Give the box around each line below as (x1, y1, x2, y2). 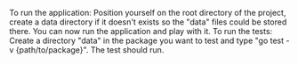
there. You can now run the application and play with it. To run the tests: (9, 26, 273, 36)
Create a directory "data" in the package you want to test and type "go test (9, 35, 285, 46)
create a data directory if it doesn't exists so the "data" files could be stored (9, 17, 287, 27)
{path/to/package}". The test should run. (15, 45, 165, 55)
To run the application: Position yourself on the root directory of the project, (9, 8, 286, 18)
